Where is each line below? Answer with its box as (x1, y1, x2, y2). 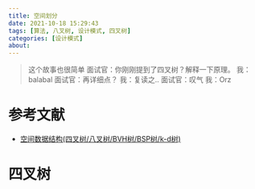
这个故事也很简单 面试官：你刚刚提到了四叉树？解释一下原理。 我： (27, 65, 251, 75)
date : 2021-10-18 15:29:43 (8, 19, 99, 27)
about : (8, 42, 31, 50)
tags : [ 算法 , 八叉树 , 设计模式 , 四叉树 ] (8, 27, 131, 35)
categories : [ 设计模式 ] (8, 34, 83, 43)
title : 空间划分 (8, 11, 58, 20)
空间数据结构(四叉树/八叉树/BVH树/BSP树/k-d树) (19, 134, 181, 144)
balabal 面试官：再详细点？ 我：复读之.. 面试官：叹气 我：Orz (27, 75, 232, 84)
